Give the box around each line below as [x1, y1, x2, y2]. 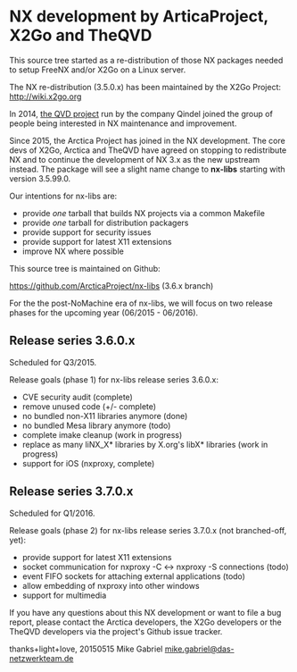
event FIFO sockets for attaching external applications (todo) [21, 570, 245, 582]
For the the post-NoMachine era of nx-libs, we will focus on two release [9, 298, 274, 308]
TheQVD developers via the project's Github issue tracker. [9, 626, 223, 636]
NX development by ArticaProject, [9, 6, 269, 27]
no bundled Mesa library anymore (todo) [21, 420, 171, 431]
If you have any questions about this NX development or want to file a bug [9, 607, 282, 617]
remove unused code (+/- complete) [21, 400, 157, 412]
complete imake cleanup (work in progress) [21, 429, 183, 440]
